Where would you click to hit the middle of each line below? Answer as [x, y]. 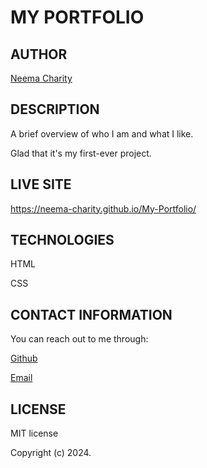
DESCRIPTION [55, 109]
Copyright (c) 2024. [51, 453]
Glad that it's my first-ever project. [81, 153]
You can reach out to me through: [79, 339]
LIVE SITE [41, 184]
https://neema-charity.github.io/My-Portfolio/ [103, 208]
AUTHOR [39, 54]
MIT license [34, 433]
